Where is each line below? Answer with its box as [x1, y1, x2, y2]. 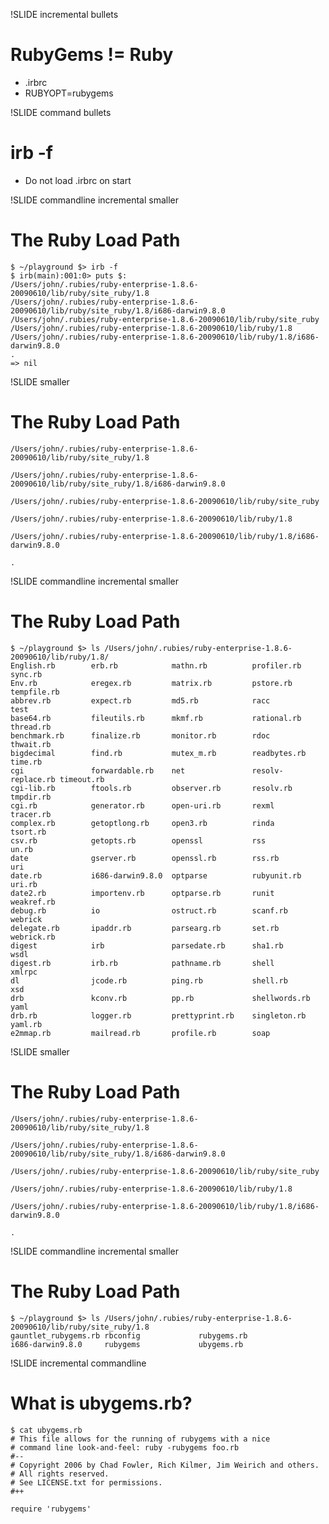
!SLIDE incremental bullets [10, 9, 119, 20]
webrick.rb [10, 932, 56, 942]
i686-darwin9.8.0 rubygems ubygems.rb [10, 1339, 244, 1349]
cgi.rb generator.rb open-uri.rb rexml [10, 800, 275, 811]
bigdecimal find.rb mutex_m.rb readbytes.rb [10, 748, 307, 758]
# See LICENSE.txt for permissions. [10, 1477, 163, 1488]
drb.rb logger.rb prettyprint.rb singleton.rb [10, 1010, 307, 1021]
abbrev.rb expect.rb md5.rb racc [10, 695, 271, 706]
